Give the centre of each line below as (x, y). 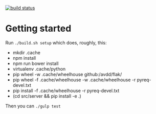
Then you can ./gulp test (33, 106)
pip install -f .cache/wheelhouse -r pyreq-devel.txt (66, 90)
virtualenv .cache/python (39, 69)
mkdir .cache (27, 52)
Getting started (38, 29)
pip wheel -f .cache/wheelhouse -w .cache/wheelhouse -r (74, 80)
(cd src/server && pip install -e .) (47, 96)
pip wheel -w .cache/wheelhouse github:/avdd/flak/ (67, 74)
